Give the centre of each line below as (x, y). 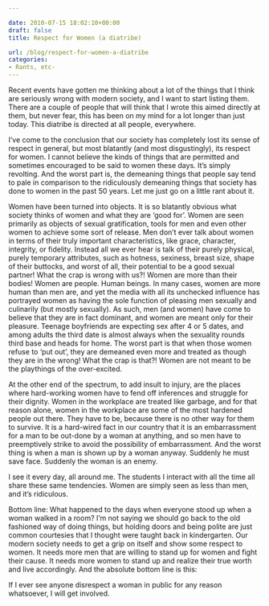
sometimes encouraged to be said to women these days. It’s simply (120, 165)
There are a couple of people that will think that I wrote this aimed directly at (134, 107)
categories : (28, 60)
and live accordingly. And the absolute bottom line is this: (103, 569)
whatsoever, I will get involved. (59, 593)
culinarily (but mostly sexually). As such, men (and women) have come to (130, 309)
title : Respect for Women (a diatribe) (75, 38)
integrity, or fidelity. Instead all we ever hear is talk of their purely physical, (131, 249)
